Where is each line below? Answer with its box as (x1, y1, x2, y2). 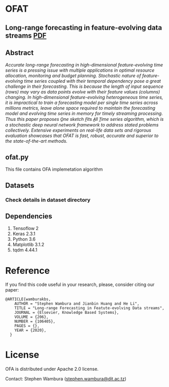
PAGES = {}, (14, 324, 40, 329)
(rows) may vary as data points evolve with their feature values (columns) (5, 89, 160, 95)
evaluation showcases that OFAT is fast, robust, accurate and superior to (5, 133, 159, 139)
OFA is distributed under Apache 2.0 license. (5, 366, 99, 372)
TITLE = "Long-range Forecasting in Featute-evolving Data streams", (14, 306, 165, 311)
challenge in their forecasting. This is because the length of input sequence (5, 83, 163, 89)
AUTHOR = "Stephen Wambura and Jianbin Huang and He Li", (14, 301, 140, 306)
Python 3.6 (12, 236, 36, 242)
